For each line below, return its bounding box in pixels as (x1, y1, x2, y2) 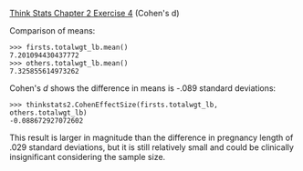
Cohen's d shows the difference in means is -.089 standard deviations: (9, 83, 277, 94)
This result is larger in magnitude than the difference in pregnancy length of (9, 132, 294, 143)
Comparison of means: (9, 25, 96, 35)
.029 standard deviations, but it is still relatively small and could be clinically (9, 142, 295, 153)
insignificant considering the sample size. (9, 152, 166, 162)
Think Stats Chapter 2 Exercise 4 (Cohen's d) (9, 8, 180, 18)
